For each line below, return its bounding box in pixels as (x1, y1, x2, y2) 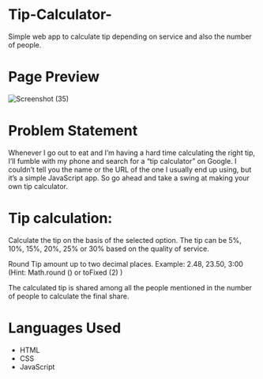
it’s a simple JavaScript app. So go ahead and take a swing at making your (8, 172, 250, 183)
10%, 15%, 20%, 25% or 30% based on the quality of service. (8, 244, 209, 253)
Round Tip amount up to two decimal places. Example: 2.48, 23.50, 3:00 (8, 259, 243, 268)
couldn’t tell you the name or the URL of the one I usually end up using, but (8, 165, 252, 174)
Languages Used (8, 319, 122, 337)
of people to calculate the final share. (8, 291, 130, 301)
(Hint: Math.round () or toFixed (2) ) (8, 267, 123, 277)
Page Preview (8, 68, 100, 86)
